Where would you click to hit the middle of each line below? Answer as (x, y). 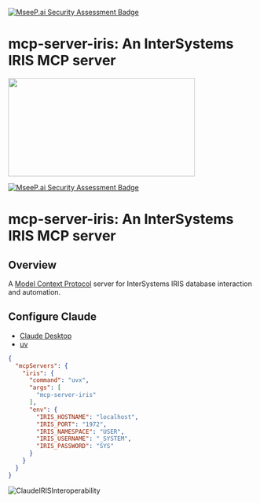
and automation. (35, 292)
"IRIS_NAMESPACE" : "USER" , (81, 431)
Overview (33, 264)
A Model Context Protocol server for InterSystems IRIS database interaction (130, 284)
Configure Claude (52, 317)
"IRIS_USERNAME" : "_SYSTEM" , (84, 439)
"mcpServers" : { (42, 365)
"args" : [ (45, 388)
